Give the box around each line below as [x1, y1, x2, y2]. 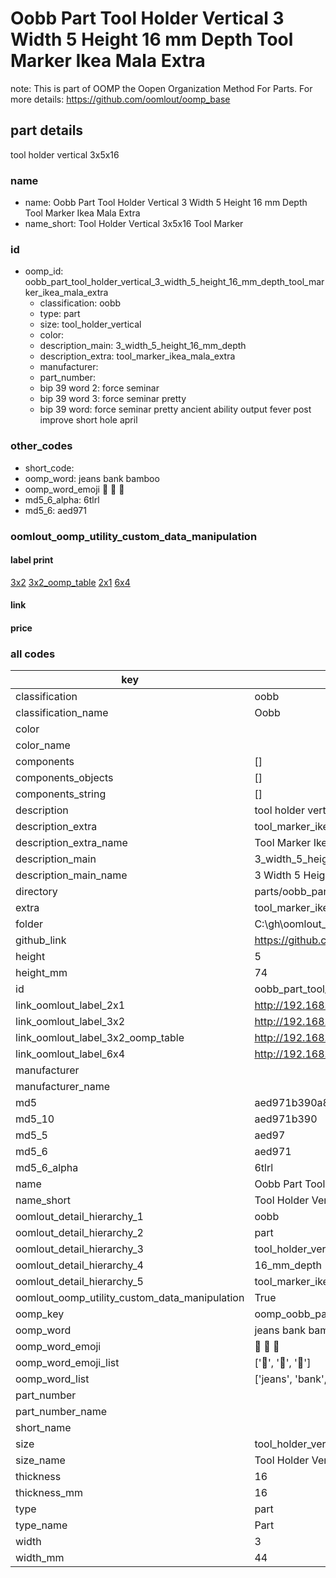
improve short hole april [39, 414, 138, 426]
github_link [15, 933, 67, 947]
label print [10, 554, 54, 566]
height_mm [15, 966, 68, 980]
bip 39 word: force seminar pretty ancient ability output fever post [39, 403, 312, 416]
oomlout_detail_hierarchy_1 [15, 1210, 144, 1224]
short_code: [24, 462, 75, 474]
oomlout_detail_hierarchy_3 [15, 1242, 144, 1256]
